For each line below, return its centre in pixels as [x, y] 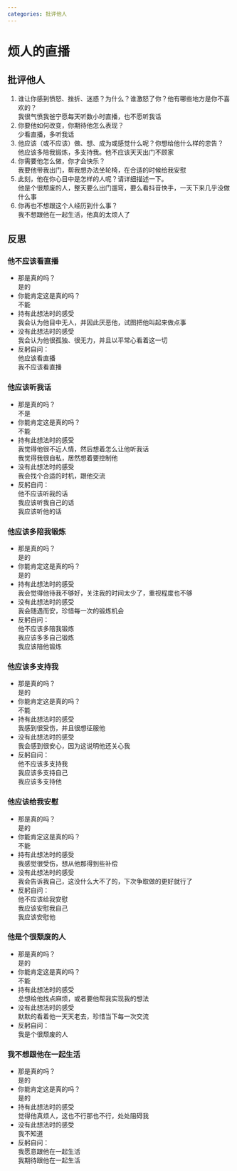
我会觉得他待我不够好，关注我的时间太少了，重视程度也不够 [105, 593]
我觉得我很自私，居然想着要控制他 [68, 458]
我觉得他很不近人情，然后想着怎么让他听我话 [83, 449]
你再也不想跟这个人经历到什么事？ [68, 205]
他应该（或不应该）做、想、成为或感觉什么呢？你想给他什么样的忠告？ [121, 143]
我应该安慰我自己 [43, 908]
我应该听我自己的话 [46, 502]
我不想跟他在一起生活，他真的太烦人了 [74, 214]
